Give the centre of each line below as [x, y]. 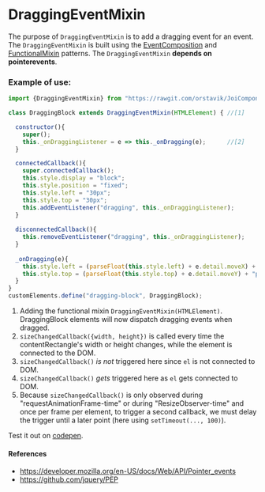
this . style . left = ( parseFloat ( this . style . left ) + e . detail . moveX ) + [139, 267]
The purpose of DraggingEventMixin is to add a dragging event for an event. [131, 36]
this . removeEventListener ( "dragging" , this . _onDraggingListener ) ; [134, 237]
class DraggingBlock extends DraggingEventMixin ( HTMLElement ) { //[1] [127, 113]
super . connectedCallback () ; [68, 171]
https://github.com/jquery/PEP [69, 479]
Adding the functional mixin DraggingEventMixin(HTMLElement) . [121, 311]
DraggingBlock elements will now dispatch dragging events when [126, 320]
